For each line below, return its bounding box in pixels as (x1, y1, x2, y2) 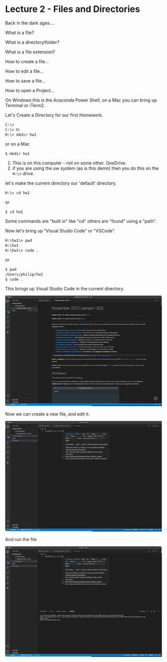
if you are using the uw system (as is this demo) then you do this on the (12, 165, 159, 171)
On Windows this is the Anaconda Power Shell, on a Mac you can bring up (5, 97, 157, 103)
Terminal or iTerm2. (5, 102, 46, 108)
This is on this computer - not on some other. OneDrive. (12, 160, 127, 166)
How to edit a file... (5, 68, 44, 74)
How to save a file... (5, 78, 46, 84)
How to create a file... (5, 58, 49, 64)
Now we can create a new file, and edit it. (5, 411, 90, 417)
